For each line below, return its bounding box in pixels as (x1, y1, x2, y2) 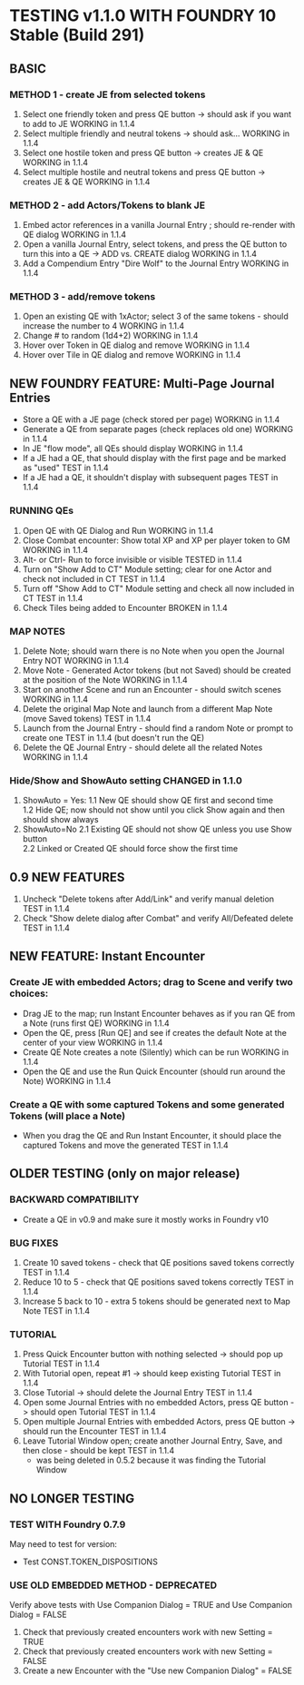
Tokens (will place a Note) (9, 1109, 125, 1122)
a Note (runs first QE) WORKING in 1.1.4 (22, 1018, 170, 1029)
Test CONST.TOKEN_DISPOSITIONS (22, 1556, 159, 1567)
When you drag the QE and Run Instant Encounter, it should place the (22, 1129, 282, 1140)
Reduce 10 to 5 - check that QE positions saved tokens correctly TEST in (22, 1276, 294, 1287)
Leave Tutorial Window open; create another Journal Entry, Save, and (22, 1435, 283, 1446)
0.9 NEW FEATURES (9, 869, 125, 885)
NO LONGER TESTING (9, 1491, 134, 1506)
